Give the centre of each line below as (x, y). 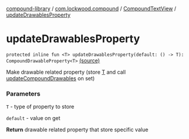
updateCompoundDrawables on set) (50, 78)
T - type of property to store (40, 107)
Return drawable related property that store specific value (77, 129)
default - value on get (33, 118)
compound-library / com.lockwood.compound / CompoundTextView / (91, 9)
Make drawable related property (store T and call (66, 72)
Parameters (23, 93)
